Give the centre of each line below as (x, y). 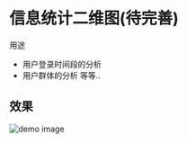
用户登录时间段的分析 (62, 64)
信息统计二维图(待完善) (94, 18)
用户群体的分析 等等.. (61, 75)
